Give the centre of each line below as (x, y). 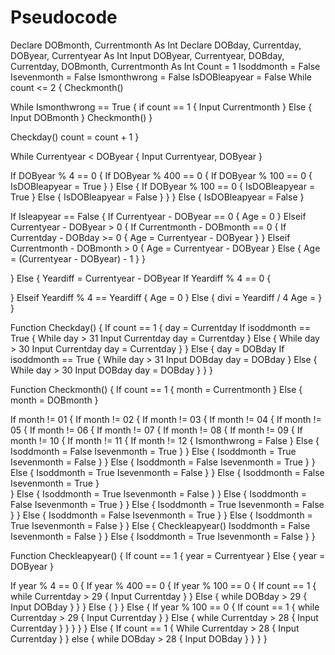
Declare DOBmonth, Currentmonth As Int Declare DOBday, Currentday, (156, 45)
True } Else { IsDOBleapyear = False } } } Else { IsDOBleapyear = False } (157, 197)
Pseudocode (64, 17)
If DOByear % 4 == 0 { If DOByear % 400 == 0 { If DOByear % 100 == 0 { (161, 175)
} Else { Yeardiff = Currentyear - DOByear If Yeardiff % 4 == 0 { (141, 278)
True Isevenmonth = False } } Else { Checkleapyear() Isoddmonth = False (160, 525)
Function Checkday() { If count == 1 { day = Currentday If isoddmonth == (161, 327)
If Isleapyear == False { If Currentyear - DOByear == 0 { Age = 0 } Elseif (158, 216)
